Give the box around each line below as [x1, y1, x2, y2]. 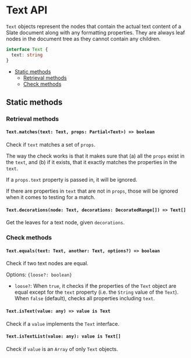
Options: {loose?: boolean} [6, 271, 72, 278]
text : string [11, 52, 43, 58]
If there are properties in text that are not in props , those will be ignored [6, 187, 179, 194]
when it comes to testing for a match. [6, 194, 95, 201]
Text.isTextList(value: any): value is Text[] [6, 333, 121, 339]
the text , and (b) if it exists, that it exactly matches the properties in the [6, 159, 178, 166]
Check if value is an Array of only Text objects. [6, 345, 118, 352]
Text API [6, 4, 48, 17]
